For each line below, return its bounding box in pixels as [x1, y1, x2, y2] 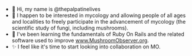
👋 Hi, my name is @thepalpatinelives [11, 6, 101, 12]
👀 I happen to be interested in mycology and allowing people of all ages [11, 12, 186, 19]
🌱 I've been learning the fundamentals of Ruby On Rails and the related [11, 31, 185, 38]
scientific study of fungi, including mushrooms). [11, 24, 129, 31]
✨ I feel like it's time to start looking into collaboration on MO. [11, 43, 161, 50]
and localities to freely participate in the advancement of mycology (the [11, 18, 186, 25]
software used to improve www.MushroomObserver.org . [11, 37, 149, 44]
